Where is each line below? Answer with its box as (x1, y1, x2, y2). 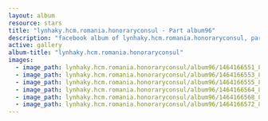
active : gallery (8, 41, 62, 49)
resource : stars (8, 19, 62, 27)
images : (8, 57, 34, 64)
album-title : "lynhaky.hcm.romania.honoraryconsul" (8, 49, 183, 57)
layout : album (8, 11, 56, 20)
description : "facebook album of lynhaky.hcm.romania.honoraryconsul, (8, 33, 248, 42)
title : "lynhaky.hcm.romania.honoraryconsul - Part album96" (8, 26, 216, 34)
